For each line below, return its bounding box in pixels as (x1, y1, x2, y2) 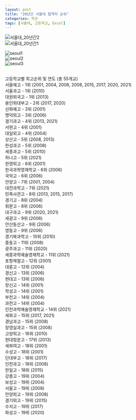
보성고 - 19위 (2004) (5, 379, 45, 385)
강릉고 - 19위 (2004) (5, 373, 45, 379)
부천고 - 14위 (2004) (5, 294, 45, 300)
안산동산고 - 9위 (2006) (5, 221, 51, 227)
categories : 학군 (5, 16, 38, 21)
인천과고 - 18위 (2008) (5, 361, 49, 367)
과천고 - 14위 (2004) (5, 301, 45, 306)
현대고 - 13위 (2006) (5, 276, 45, 282)
